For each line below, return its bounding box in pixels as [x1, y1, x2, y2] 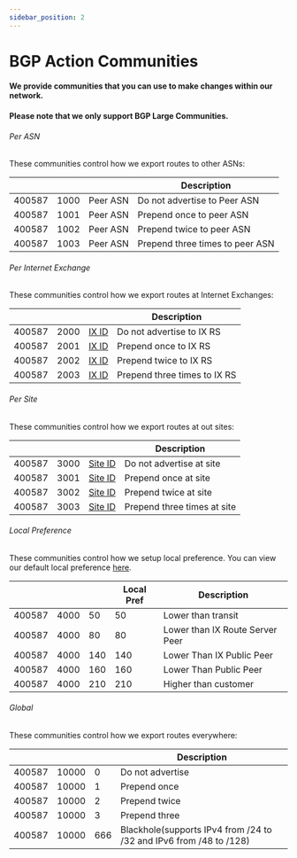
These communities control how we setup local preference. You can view [9, 552, 277, 563]
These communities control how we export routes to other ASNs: [9, 159, 246, 169]
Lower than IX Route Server [163, 623, 278, 636]
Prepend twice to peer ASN [137, 223, 251, 236]
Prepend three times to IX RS [117, 369, 237, 381]
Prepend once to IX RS [117, 340, 210, 353]
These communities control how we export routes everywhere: [9, 730, 238, 741]
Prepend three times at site [124, 500, 237, 512]
